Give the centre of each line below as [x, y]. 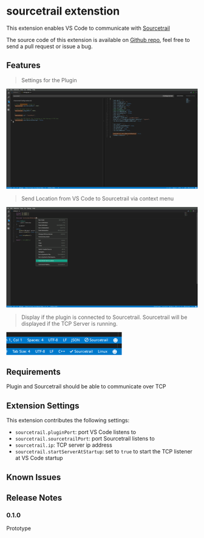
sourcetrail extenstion [63, 11]
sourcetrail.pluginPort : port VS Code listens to [76, 432]
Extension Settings [43, 406]
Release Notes [34, 498]
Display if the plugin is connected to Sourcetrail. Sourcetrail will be [104, 317]
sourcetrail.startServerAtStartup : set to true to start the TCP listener [104, 452]
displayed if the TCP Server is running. [69, 323]
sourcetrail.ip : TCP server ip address [63, 445]
